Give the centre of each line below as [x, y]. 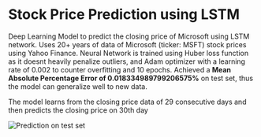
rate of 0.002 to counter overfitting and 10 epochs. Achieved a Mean [119, 69]
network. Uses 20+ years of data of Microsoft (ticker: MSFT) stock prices [127, 44]
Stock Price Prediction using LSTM [124, 15]
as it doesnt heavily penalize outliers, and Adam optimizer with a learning [127, 61]
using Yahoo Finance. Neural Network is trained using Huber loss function [129, 53]
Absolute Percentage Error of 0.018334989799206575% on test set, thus [131, 78]
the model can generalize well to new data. [78, 86]
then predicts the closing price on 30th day [78, 110]
